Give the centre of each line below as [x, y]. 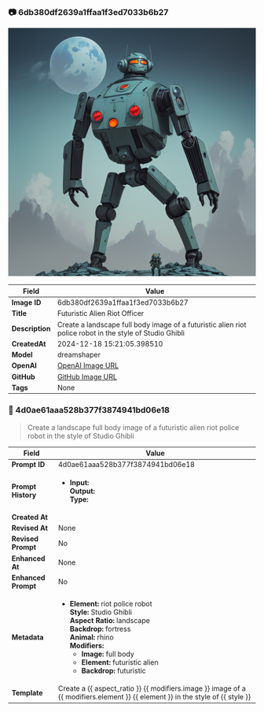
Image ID [26, 302]
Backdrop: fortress [100, 629]
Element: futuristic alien [120, 662]
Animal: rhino [92, 637]
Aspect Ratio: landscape [110, 621]
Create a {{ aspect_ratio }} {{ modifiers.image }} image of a [152, 688]
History [24, 495]
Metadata [27, 637]
